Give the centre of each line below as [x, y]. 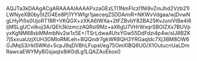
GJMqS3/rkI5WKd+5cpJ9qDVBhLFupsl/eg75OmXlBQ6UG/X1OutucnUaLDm [98, 45]
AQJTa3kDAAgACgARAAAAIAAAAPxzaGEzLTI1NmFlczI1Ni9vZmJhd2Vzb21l [98, 8]
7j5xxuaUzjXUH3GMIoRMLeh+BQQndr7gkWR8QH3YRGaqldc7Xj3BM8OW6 [98, 39]
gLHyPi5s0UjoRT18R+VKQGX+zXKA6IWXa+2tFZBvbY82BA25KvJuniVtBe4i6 [99, 21]
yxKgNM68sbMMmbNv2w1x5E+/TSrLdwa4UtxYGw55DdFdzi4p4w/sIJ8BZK [98, 33]
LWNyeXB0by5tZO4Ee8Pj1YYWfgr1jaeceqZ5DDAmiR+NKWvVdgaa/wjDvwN [98, 15]
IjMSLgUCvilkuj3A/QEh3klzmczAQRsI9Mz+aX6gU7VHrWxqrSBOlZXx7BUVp [98, 27]
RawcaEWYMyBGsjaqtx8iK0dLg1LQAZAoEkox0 [64, 51]
